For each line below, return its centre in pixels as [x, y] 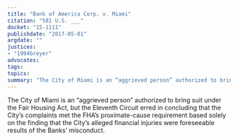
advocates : [23, 60]
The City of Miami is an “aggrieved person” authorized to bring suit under [114, 100]
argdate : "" [25, 41]
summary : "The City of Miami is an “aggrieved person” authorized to [112, 80]
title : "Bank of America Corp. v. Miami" [69, 14]
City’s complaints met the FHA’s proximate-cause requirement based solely [117, 115]
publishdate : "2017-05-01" [47, 34]
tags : [15, 67]
